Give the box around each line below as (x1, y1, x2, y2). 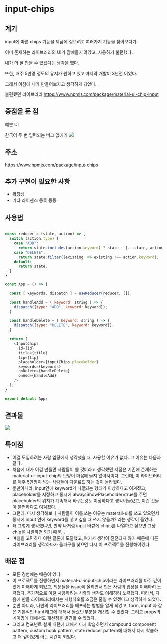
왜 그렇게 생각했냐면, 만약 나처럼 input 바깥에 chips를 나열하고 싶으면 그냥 (12, 523, 156, 528)
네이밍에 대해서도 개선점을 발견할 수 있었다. (12, 615, 96, 621)
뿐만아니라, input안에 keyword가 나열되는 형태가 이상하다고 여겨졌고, (12, 485, 147, 491)
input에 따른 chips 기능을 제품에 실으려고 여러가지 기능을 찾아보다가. (5, 39, 138, 44)
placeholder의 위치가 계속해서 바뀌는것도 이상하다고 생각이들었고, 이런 (12, 498, 150, 503)
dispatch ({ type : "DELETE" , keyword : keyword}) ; (14, 323, 114, 328)
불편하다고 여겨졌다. (17, 504, 57, 510)
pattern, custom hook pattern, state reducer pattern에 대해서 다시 (12, 627, 145, 633)
